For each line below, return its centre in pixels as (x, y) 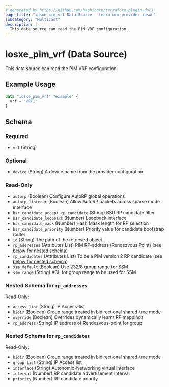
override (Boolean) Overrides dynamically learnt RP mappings (78, 317)
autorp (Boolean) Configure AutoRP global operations (69, 196)
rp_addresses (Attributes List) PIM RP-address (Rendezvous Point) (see (87, 245)
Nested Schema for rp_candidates (48, 336)
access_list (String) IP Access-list (49, 307)
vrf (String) (25, 147)
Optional (16, 161)
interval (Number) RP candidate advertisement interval (71, 373)
